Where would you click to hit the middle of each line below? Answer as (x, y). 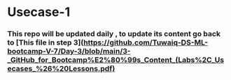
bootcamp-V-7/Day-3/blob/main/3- (69, 51)
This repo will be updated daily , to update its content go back (114, 34)
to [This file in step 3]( (45, 42)
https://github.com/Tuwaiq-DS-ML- (146, 42)
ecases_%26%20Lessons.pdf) (61, 69)
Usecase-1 (39, 12)
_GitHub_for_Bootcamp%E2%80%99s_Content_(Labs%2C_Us (116, 60)
